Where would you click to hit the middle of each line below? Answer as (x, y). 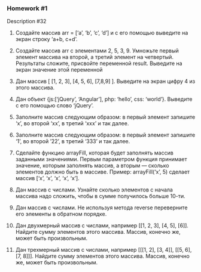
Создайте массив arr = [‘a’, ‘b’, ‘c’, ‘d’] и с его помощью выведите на (102, 33)
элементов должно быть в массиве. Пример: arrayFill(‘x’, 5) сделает (103, 172)
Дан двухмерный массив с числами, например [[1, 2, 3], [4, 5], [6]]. (102, 225)
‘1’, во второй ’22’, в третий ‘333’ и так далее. (73, 141)
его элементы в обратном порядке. (61, 214)
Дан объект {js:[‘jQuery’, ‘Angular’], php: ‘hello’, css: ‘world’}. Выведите (104, 99)
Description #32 (27, 21)
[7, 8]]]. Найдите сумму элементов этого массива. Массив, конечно (103, 256)
